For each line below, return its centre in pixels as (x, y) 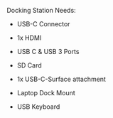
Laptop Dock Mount (46, 93)
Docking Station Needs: (41, 10)
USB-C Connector (43, 24)
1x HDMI (29, 38)
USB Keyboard (38, 107)
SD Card (29, 65)
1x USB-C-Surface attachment (61, 79)
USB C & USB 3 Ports (48, 52)
